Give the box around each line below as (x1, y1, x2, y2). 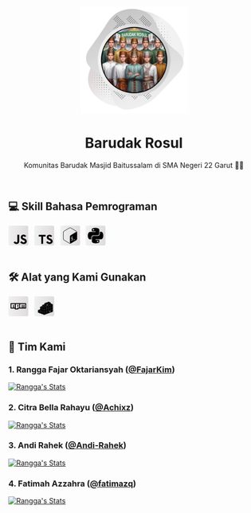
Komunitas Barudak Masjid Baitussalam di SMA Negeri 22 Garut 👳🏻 (23, 160, 245, 170)
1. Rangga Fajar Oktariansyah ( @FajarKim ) (8, 364, 175, 375)
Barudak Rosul (84, 134, 183, 152)
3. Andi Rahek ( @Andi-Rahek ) (8, 440, 127, 451)
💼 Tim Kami (8, 340, 66, 354)
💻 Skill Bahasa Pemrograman (8, 200, 158, 213)
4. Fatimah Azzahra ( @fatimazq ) (8, 478, 137, 489)
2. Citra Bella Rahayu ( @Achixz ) (8, 402, 134, 413)
